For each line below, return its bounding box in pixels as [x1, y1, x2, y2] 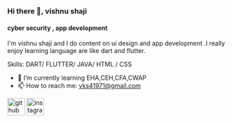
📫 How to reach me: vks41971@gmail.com [17, 82, 142, 90]
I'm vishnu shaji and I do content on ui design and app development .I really [7, 39, 226, 48]
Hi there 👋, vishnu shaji [7, 6, 88, 16]
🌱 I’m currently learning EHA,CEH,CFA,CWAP [17, 73, 147, 82]
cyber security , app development [7, 24, 108, 32]
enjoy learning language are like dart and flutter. [7, 47, 146, 55]
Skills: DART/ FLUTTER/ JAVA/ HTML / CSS [7, 60, 132, 68]
